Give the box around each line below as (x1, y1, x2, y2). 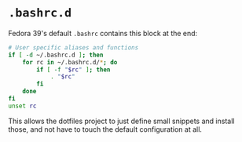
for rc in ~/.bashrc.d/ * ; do (22, 58, 118, 66)
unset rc (8, 102, 37, 110)
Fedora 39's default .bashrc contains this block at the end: (8, 28, 198, 38)
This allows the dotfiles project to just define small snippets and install (8, 116, 235, 126)
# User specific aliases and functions (8, 43, 139, 52)
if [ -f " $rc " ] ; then (36, 65, 111, 74)
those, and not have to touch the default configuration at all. (8, 124, 203, 134)
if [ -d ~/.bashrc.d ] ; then (8, 51, 104, 59)
